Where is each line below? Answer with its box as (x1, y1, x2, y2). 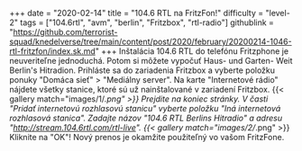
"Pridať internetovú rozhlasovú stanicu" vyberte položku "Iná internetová (9, 103, 281, 113)
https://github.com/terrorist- (13, 27, 118, 37)
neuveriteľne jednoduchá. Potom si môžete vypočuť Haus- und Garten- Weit (9, 56, 293, 66)
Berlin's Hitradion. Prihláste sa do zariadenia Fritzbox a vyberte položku (9, 65, 276, 75)
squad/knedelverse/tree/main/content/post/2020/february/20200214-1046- (9, 36, 292, 47)
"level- (265, 8, 290, 18)
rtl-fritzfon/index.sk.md (9, 46, 96, 57)
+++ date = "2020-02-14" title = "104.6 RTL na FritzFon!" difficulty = (9, 8, 264, 18)
